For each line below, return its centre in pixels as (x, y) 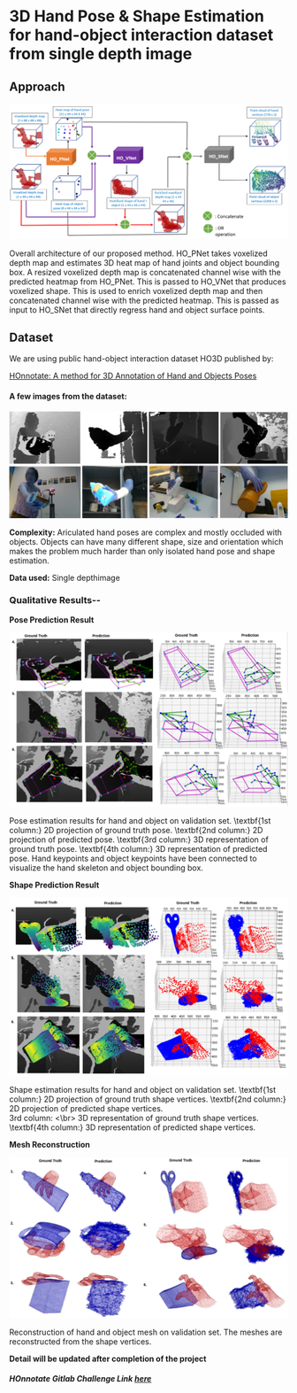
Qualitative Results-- (55, 600)
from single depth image (101, 54)
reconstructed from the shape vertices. (80, 1341)
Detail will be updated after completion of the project (108, 1358)
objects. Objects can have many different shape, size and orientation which (146, 541)
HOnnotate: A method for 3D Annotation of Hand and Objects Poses (133, 376)
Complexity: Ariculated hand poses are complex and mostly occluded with (146, 532)
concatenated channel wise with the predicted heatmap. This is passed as (145, 300)
